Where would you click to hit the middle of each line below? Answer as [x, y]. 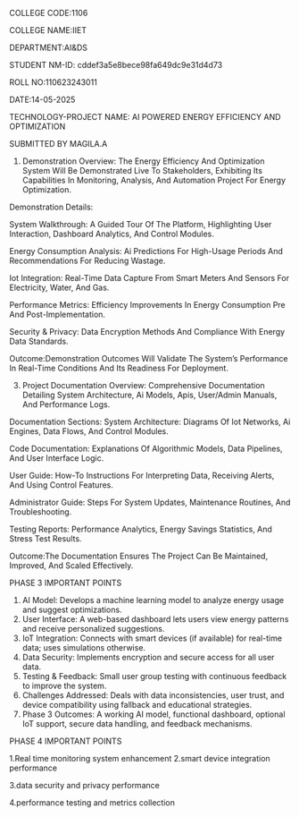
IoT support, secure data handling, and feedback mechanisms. [137, 723]
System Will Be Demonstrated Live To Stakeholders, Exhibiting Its [142, 170]
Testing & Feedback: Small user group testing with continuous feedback [154, 676]
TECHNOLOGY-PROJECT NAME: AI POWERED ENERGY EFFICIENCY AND [145, 117]
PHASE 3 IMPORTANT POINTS [66, 583]
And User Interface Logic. [57, 458]
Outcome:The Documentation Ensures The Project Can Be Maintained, [139, 556]
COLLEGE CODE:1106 [49, 13]
